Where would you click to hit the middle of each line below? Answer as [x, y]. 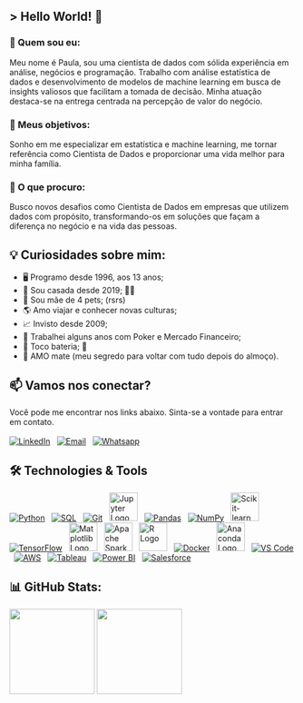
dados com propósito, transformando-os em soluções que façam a [135, 217]
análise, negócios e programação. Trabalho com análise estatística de [140, 72]
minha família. [35, 163]
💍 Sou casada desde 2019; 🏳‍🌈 [79, 291]
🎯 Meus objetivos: [50, 124]
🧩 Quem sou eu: [45, 43]
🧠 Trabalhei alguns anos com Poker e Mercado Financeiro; [132, 337]
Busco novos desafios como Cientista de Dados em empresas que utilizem [149, 207]
